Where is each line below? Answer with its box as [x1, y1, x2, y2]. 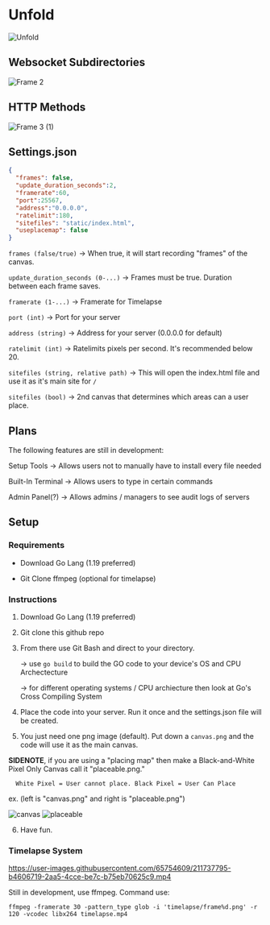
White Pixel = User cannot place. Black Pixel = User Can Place [15, 779, 236, 787]
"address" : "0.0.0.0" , [15, 204, 89, 212]
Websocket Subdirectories [8, 56, 146, 69]
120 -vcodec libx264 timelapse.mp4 [8, 910, 128, 919]
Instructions [8, 594, 58, 605]
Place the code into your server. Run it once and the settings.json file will [19, 707, 262, 716]
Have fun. [19, 824, 53, 835]
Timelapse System [8, 844, 83, 856]
